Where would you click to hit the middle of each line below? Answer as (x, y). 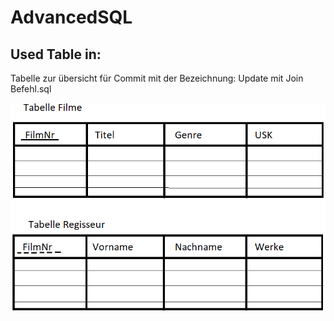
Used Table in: (56, 54)
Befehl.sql (31, 89)
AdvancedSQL (71, 17)
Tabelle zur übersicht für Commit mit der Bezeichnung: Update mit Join (157, 78)
